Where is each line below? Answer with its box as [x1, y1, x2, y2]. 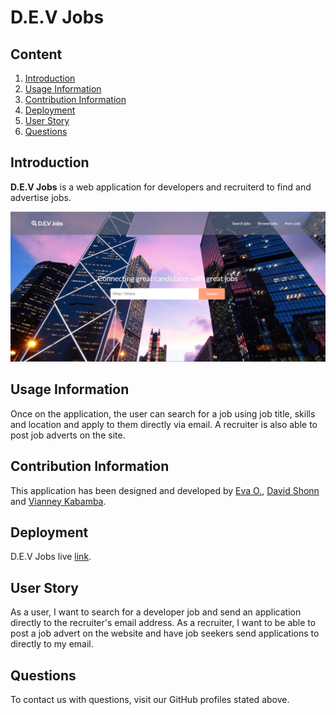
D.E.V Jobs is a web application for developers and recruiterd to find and [10, 181, 312, 193]
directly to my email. [10, 638, 94, 650]
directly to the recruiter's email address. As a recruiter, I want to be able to [10, 617, 317, 629]
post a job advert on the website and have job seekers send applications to [10, 627, 320, 640]
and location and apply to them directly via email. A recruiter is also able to [10, 418, 318, 430]
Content [10, 46, 63, 63]
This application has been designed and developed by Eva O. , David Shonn [10, 484, 320, 496]
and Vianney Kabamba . [10, 495, 107, 507]
